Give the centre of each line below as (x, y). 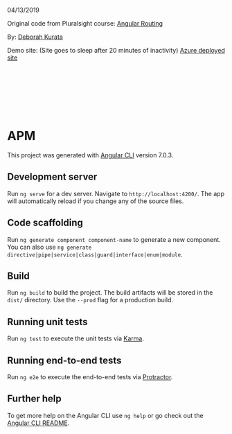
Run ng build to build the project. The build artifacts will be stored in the (110, 293)
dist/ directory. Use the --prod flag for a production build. (90, 300)
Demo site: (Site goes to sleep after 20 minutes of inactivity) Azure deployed (116, 50)
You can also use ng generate (50, 247)
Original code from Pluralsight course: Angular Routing (85, 23)
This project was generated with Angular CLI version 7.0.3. (90, 155)
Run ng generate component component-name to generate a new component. (114, 239)
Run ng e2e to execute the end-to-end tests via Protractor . (90, 377)
